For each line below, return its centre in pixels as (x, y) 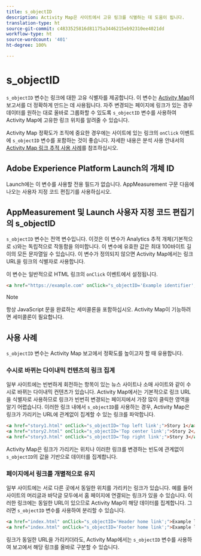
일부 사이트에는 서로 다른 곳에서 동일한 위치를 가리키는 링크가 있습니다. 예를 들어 (100, 488)
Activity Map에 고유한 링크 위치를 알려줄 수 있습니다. (68, 120)
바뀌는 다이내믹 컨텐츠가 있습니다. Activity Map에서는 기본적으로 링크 (98, 392)
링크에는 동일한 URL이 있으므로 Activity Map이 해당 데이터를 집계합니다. (102, 503)
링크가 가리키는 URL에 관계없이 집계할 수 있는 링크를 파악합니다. (81, 414)
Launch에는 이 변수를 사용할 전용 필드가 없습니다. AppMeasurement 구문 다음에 (100, 184)
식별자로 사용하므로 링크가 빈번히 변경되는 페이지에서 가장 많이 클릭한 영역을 (101, 399)
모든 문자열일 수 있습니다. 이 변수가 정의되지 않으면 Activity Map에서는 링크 (105, 254)
